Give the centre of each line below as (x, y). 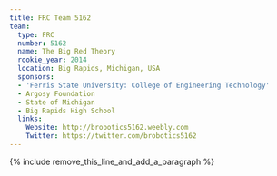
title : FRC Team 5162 (50, 18)
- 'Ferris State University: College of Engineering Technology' (144, 85)
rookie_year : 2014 (53, 60)
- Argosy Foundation (56, 93)
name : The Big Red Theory (67, 52)
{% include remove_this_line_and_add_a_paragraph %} (112, 161)
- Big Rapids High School (67, 111)
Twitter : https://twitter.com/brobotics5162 (111, 136)
